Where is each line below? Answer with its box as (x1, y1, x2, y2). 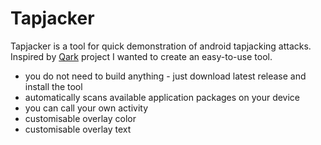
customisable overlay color (24, 112, 137, 124)
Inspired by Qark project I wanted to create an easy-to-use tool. (10, 50, 273, 62)
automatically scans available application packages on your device (24, 91, 301, 103)
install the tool (24, 80, 83, 92)
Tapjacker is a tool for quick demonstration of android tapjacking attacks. (10, 40, 312, 52)
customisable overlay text (24, 123, 132, 135)
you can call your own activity (24, 102, 149, 114)
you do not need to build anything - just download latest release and (24, 70, 307, 82)
